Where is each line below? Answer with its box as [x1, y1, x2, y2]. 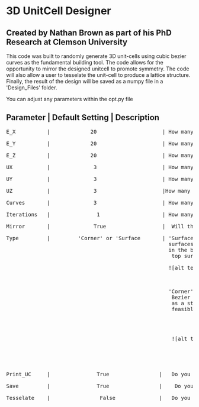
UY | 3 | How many [6, 176, 194, 182]
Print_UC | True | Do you [6, 371, 191, 377]
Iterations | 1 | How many [6, 211, 194, 218]
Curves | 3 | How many [6, 199, 194, 206]
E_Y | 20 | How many [6, 140, 194, 147]
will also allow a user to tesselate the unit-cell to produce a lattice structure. [6, 72, 191, 78]
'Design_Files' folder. [6, 84, 57, 91]
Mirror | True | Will [6, 223, 185, 230]
